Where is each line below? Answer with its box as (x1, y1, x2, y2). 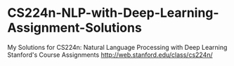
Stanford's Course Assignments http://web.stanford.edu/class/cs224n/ (7, 51, 213, 59)
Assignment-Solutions (7, 20, 142, 36)
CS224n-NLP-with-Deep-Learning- (7, 5, 219, 21)
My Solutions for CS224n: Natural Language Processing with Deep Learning (7, 43, 228, 51)
